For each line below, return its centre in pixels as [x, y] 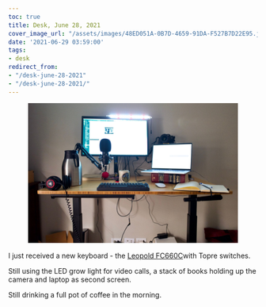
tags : [17, 50]
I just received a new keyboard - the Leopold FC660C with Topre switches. [129, 256]
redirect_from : [33, 67]
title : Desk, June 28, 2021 [55, 25]
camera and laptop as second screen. [70, 280]
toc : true [25, 17]
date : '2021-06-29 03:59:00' [56, 42]
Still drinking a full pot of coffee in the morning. [85, 295]
